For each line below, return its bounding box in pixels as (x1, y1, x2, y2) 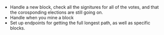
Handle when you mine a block (9, 15, 74, 20)
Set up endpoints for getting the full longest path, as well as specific (9, 20, 150, 26)
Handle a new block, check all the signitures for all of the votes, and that (9, 4, 159, 10)
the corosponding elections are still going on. (9, 9, 103, 15)
